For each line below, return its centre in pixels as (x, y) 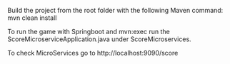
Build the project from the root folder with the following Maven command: (115, 10)
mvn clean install (32, 18)
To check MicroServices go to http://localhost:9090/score (93, 53)
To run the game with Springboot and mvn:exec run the (89, 32)
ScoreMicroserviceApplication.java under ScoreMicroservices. (99, 39)
